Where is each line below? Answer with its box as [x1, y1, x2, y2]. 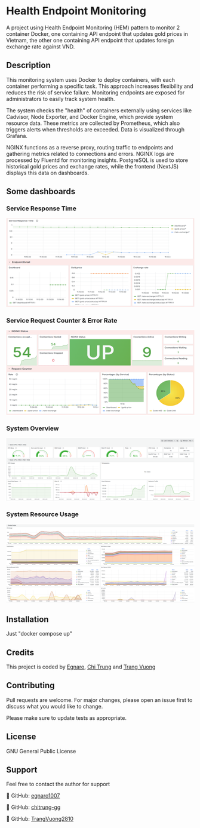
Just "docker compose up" [6, 630, 73, 637]
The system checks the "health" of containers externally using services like [6, 106, 192, 114]
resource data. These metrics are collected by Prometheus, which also [6, 119, 180, 127]
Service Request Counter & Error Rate [6, 316, 118, 324]
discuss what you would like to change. [6, 703, 103, 710]
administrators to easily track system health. [6, 95, 115, 102]
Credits [6, 647, 35, 658]
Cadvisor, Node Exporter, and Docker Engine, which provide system [6, 113, 173, 120]
